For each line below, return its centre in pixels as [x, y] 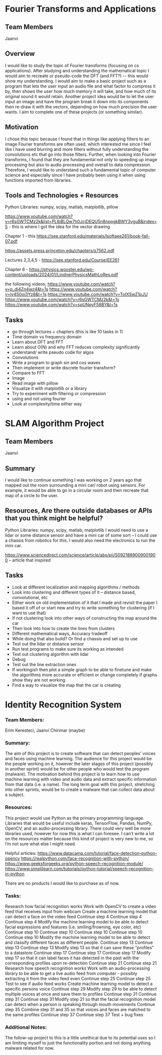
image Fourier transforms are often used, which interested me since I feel [78, 144]
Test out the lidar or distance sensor [48, 644]
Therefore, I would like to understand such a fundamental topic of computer [81, 170]
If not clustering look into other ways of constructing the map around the [84, 618]
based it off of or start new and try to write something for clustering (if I [83, 607]
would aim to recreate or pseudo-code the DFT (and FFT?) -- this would [77, 76]
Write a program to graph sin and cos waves [56, 363]
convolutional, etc [30, 597]
